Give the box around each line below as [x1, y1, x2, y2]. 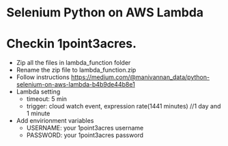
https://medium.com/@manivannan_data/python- [70, 73, 210, 81]
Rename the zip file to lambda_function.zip [16, 66, 137, 74]
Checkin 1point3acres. [6, 36, 137, 52]
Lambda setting [16, 87, 61, 96]
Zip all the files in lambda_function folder [16, 59, 131, 67]
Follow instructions [16, 73, 70, 81]
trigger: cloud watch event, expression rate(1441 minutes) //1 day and [26, 102, 221, 111]
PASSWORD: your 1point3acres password [26, 131, 144, 139]
